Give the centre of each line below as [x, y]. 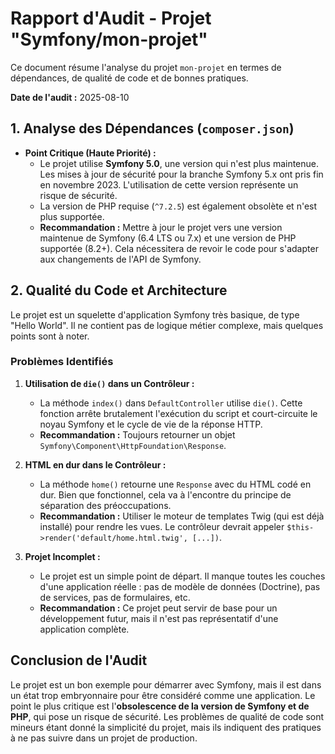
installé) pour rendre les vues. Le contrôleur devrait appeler [162, 526]
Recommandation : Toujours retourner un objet [137, 434]
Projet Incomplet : [62, 556]
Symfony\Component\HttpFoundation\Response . [133, 445]
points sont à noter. [50, 336]
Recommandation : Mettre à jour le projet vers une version [161, 227]
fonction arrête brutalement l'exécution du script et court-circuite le [178, 413]
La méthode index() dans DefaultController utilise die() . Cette [171, 403]
